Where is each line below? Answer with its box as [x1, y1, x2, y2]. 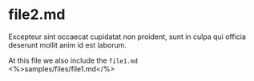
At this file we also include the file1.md [8, 56, 139, 65]
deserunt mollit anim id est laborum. [8, 40, 127, 49]
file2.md [8, 6, 66, 24]
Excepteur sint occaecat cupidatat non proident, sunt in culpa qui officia [8, 32, 246, 41]
